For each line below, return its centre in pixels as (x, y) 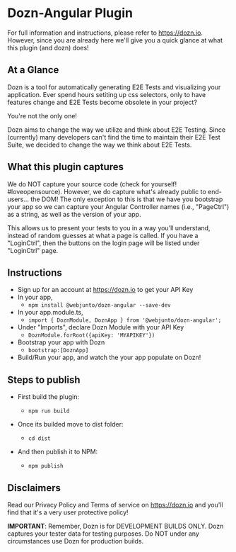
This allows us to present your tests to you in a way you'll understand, (109, 227)
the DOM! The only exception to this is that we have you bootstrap (127, 199)
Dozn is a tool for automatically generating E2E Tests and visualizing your (114, 87)
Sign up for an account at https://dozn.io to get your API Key (105, 290)
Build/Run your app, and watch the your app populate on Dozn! (109, 357)
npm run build (49, 411)
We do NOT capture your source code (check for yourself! (92, 184)
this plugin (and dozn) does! (48, 47)
